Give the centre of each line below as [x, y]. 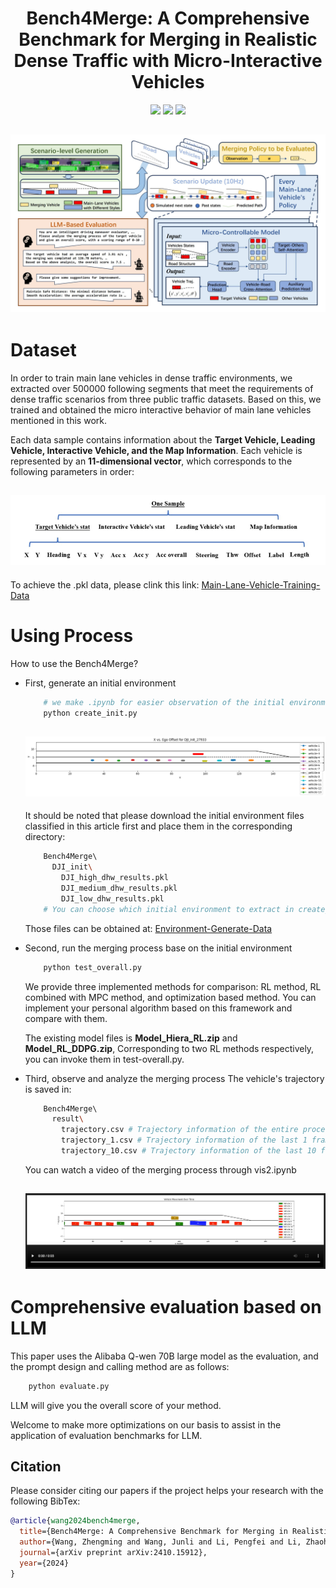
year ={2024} [44, 1563]
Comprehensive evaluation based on [166, 1306]
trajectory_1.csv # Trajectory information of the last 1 [184, 1140]
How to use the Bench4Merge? [74, 663]
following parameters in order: [72, 471]
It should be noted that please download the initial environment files [164, 816]
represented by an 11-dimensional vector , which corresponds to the [151, 461]
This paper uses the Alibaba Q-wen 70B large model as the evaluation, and [164, 1356]
